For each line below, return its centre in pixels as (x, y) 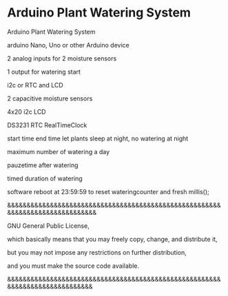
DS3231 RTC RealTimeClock (47, 125)
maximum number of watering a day (59, 151)
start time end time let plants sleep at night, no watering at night (98, 138)
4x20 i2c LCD (27, 112)
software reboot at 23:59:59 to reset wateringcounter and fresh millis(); (108, 191)
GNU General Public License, (48, 226)
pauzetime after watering (43, 165)
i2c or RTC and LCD (35, 85)
